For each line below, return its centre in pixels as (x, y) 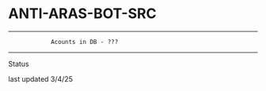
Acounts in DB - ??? (84, 42)
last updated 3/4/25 (41, 78)
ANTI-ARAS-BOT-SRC (82, 14)
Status (19, 64)
